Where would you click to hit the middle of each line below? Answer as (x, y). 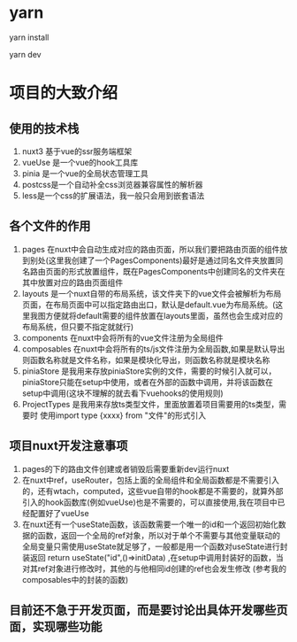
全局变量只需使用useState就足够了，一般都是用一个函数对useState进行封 (155, 546)
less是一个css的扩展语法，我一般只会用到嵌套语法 (113, 195)
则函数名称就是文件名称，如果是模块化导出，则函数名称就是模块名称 (146, 360)
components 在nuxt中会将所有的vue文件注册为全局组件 (122, 337)
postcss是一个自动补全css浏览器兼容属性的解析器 (112, 184)
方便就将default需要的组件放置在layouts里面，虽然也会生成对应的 (164, 315)
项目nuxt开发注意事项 (69, 446)
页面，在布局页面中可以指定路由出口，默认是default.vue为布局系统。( (148, 305)
